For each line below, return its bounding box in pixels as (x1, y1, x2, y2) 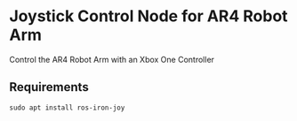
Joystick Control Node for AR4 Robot (9, 6, 288, 26)
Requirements (9, 79, 89, 95)
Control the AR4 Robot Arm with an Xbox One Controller (9, 54, 215, 64)
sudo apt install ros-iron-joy (9, 103, 125, 112)
